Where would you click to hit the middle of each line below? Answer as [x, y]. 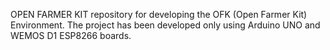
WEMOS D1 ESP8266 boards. [71, 35]
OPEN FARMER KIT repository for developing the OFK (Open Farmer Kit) [159, 14]
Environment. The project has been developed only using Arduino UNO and [165, 25]
